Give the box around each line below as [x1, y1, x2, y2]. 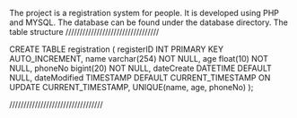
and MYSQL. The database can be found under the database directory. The [9, 17, 289, 28]
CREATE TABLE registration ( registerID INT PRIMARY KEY [9, 44, 224, 55]
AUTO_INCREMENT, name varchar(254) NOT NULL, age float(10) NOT [9, 54, 269, 63]
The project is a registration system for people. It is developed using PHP [9, 8, 280, 18]
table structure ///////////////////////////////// [9, 27, 160, 37]
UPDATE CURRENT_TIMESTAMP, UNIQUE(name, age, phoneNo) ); [9, 82, 254, 92]
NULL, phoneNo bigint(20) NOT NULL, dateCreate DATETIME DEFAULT [9, 63, 272, 73]
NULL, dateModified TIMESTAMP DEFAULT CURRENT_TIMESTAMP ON [9, 72, 271, 83]
